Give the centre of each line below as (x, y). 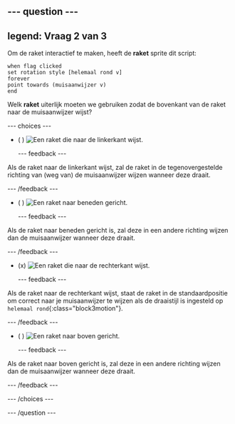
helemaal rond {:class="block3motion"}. (65, 308)
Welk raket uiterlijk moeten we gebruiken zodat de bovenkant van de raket (117, 105)
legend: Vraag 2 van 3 (57, 36)
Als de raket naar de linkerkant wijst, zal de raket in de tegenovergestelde (115, 168)
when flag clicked (35, 66)
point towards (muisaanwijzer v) (57, 85)
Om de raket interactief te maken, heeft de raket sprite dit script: (102, 54)
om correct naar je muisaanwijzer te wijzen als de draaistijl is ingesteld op (115, 301)
